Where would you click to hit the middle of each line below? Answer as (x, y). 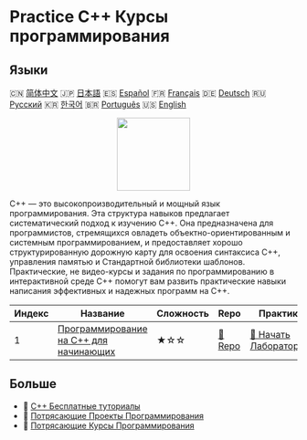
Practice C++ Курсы (89, 17)
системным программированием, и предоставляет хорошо (127, 242)
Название (103, 314)
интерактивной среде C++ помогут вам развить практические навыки (148, 281)
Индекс (32, 314)
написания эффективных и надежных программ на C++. (120, 291)
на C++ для (83, 340)
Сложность (183, 314)
